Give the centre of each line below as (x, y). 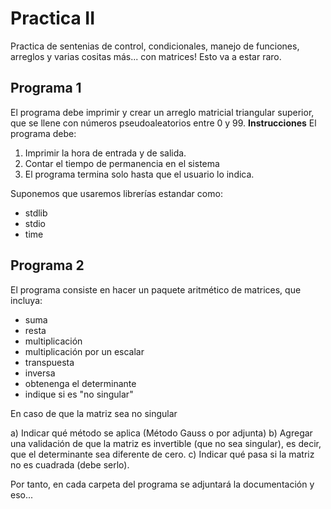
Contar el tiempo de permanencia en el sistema (122, 163)
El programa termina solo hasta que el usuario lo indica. (139, 174)
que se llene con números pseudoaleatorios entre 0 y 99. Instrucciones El (163, 123)
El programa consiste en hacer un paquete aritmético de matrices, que (156, 289)
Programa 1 (46, 88)
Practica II (53, 18)
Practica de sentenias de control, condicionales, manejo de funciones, (155, 46)
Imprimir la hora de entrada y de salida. (105, 153)
